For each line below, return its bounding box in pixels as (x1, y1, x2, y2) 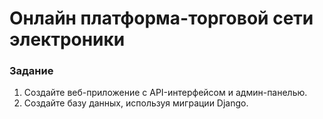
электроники (9, 28, 126, 51)
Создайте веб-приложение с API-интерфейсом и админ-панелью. (23, 87, 308, 99)
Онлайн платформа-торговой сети (9, 7, 314, 30)
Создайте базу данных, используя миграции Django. (23, 97, 249, 109)
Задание (9, 64, 54, 78)
